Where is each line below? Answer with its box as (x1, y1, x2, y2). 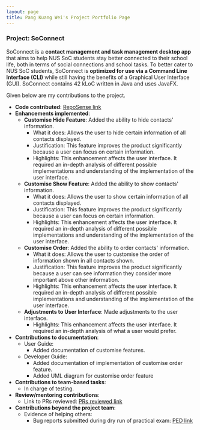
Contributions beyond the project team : (14, 404, 116, 411)
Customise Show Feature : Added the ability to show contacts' (23, 180, 179, 187)
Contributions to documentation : (14, 334, 99, 341)
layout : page (6, 8, 39, 15)
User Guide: (23, 340, 54, 347)
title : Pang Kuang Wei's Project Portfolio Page (6, 14, 130, 20)
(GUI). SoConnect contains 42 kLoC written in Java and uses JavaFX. (6, 79, 178, 87)
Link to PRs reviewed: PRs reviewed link (23, 397, 123, 405)
